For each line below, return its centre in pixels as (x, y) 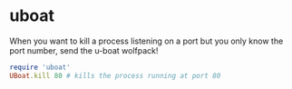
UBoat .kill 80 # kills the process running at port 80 (115, 75)
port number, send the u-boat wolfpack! (84, 50)
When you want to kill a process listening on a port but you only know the (146, 41)
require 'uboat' (40, 67)
